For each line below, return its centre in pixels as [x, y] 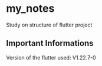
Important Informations [50, 43]
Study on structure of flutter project [49, 25]
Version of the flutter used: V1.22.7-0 [51, 57]
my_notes [30, 9]
